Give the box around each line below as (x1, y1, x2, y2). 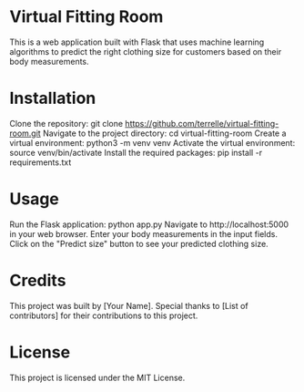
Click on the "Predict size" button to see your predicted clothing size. (9, 238, 269, 249)
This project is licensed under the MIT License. (9, 372, 186, 383)
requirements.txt (9, 157, 72, 168)
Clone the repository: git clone (9, 118, 124, 129)
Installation (9, 88, 96, 108)
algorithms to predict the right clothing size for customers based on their (9, 46, 282, 57)
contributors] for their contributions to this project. (9, 310, 198, 321)
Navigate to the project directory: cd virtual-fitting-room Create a (42, 128, 287, 139)
